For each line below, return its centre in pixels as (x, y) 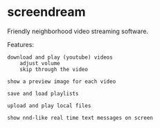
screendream (46, 12)
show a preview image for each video (62, 81)
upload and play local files (49, 106)
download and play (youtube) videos (60, 57)
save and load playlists (43, 93)
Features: (21, 44)
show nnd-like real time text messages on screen (80, 118)
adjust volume (40, 63)
